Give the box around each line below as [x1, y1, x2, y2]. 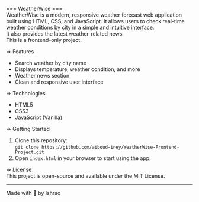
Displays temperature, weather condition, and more [14, 66, 140, 73]
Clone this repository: [14, 137, 68, 144]
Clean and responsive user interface [14, 78, 104, 85]
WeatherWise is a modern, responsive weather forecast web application [6, 11, 182, 18]
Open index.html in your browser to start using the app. [14, 155, 151, 162]
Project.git [14, 149, 44, 155]
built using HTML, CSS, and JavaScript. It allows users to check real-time [6, 18, 185, 24]
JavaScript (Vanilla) [14, 114, 63, 121]
